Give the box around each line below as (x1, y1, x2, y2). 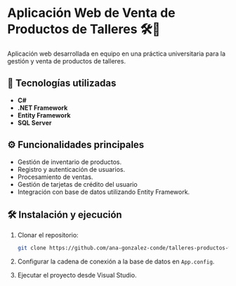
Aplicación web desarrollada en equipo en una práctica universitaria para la (7, 49, 226, 58)
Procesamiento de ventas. (17, 173, 93, 181)
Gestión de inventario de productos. (17, 157, 122, 166)
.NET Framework (17, 104, 68, 112)
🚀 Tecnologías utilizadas (7, 77, 117, 89)
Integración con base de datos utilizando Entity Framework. (17, 187, 190, 196)
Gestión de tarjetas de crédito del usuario (17, 180, 138, 188)
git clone (17, 244, 47, 251)
